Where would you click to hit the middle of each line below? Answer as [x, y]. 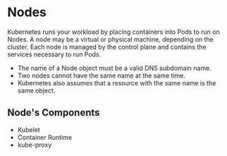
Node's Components [54, 113]
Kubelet [29, 130]
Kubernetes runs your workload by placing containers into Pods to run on [114, 32]
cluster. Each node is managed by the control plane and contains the [107, 47]
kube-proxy [35, 145]
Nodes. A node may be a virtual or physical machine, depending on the [110, 39]
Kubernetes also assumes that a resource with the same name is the [117, 83]
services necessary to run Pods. [54, 54]
